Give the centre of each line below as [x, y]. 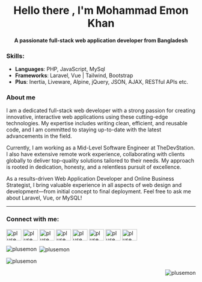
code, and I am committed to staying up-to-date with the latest [84, 130]
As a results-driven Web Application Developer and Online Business [90, 179]
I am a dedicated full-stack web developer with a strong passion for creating [101, 111]
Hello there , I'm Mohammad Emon [101, 11]
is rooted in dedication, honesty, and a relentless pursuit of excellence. [94, 167]
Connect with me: [33, 219]
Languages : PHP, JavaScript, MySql [60, 69]
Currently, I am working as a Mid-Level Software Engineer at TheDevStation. [101, 148]
